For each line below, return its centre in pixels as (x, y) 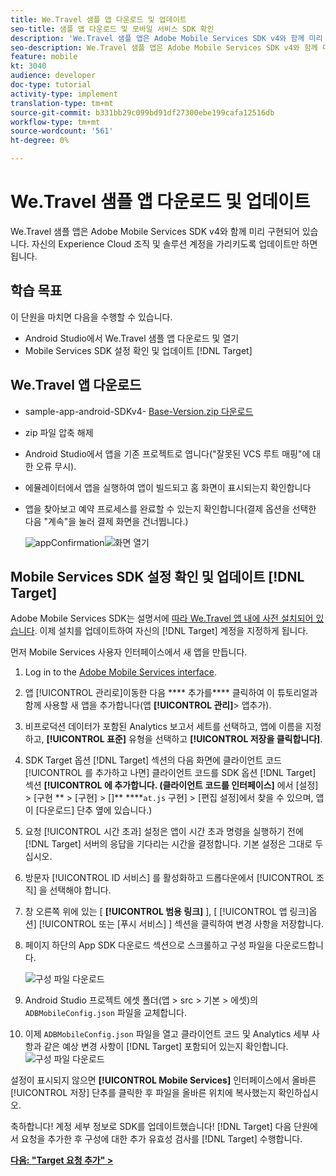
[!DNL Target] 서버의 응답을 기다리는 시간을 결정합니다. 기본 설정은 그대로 (168, 844)
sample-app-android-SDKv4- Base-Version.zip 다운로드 (139, 411)
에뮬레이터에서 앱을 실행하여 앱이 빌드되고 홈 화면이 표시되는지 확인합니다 (168, 487)
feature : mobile (44, 57)
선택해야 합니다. (80, 890)
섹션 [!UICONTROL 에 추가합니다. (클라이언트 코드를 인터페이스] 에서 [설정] (171, 785)
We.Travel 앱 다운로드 (76, 385)
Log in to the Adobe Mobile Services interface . (120, 672)
